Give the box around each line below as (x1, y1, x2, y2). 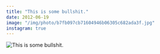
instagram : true (6, 25, 46, 31)
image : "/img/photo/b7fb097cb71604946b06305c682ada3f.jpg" (6, 20, 155, 26)
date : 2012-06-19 (6, 14, 49, 20)
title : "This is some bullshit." (6, 8, 89, 15)
